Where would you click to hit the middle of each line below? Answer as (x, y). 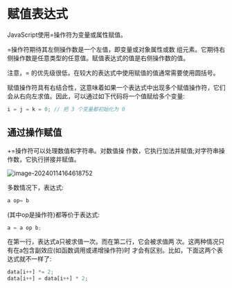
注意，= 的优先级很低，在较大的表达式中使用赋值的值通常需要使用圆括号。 (113, 73)
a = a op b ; (24, 228)
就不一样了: (35, 259)
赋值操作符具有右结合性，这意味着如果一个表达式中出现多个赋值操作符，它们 (116, 87)
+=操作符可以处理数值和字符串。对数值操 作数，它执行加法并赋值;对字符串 (113, 150)
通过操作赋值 (35, 133)
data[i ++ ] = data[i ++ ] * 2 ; (48, 279)
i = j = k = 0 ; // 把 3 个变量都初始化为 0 (66, 109)
